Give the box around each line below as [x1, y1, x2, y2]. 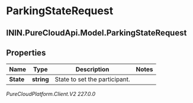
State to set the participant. [54, 75, 130, 83]
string [31, 75, 49, 83]
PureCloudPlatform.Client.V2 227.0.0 [6, 91, 96, 98]
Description [75, 65, 110, 73]
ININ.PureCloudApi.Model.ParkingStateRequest [6, 28, 187, 38]
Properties [6, 47, 46, 57]
